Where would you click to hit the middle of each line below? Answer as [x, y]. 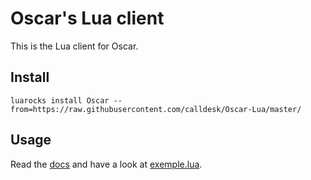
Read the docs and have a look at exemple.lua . [106, 164]
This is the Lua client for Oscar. [74, 46]
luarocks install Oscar [60, 100]
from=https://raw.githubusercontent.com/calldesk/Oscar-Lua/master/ [156, 109]
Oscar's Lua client [87, 18]
